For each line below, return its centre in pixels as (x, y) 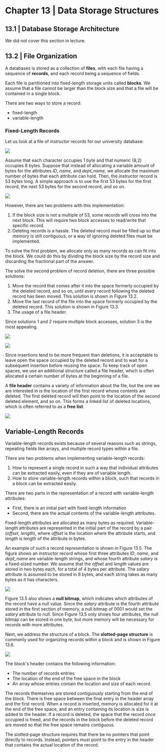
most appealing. (21, 327)
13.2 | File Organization (41, 56)
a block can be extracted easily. (45, 483)
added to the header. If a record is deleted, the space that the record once (81, 714)
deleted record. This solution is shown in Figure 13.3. (66, 307)
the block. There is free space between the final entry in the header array (80, 698)
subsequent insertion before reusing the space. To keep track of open (76, 365)
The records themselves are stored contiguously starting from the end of (79, 693)
